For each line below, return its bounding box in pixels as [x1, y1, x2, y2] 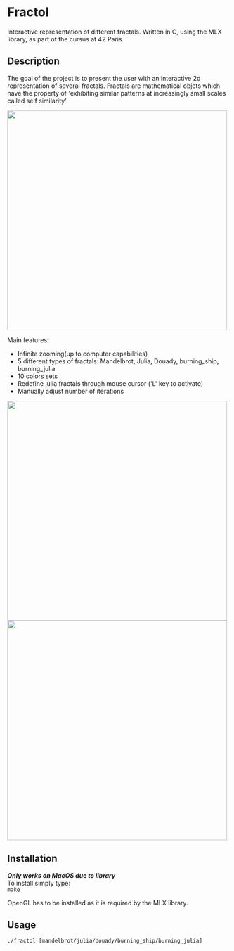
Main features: [7, 335, 49, 344]
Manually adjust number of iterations [17, 387, 124, 395]
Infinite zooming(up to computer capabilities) [17, 349, 148, 358]
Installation [7, 853, 58, 865]
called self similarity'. [7, 96, 68, 105]
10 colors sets [17, 372, 58, 380]
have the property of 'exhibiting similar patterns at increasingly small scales [7, 89, 226, 97]
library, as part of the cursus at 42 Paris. [7, 34, 124, 43]
